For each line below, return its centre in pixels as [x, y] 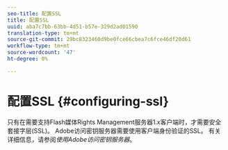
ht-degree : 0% [28, 59]
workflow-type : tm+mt [39, 46]
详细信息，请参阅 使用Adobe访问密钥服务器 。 [72, 139]
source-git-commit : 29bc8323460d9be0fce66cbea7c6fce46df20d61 [99, 40]
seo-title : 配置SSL [34, 14]
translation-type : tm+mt [43, 33]
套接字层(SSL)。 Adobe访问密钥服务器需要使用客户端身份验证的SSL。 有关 [114, 131]
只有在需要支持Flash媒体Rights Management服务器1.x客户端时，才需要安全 [114, 122]
